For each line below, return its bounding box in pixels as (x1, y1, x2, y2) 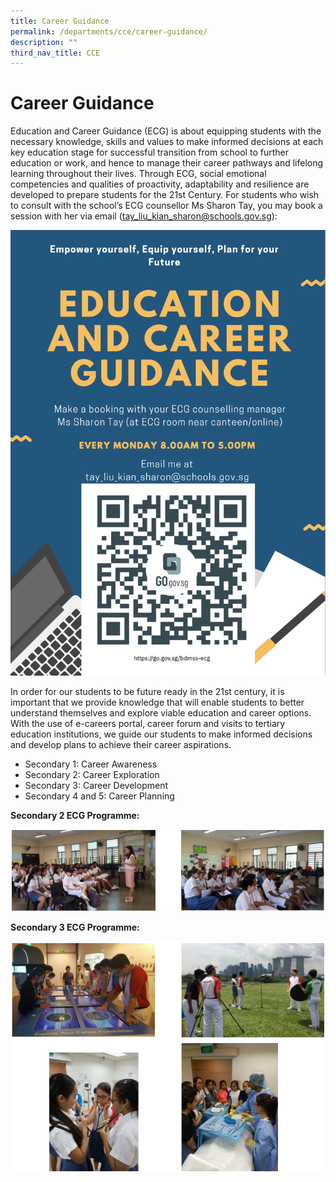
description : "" (10, 37, 78, 47)
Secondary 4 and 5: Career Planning (24, 790, 175, 802)
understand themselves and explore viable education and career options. (10, 707, 312, 719)
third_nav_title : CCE (10, 48, 101, 58)
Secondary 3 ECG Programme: (10, 921, 140, 933)
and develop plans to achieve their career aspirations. (10, 739, 232, 751)
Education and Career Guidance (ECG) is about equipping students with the (10, 125, 322, 137)
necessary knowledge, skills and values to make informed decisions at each (10, 136, 324, 148)
